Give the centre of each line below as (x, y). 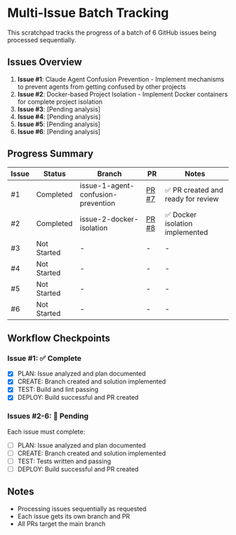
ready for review (192, 199)
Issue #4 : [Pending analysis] (59, 116)
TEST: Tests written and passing (64, 461)
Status (54, 173)
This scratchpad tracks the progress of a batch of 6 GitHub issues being (112, 32)
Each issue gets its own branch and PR (74, 516)
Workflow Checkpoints (59, 338)
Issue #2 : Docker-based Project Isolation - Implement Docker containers (123, 94)
